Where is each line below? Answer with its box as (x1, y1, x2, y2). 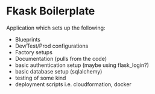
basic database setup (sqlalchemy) (14, 67, 103, 75)
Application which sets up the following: (6, 24, 106, 31)
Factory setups (14, 48, 53, 55)
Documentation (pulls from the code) (14, 55, 107, 62)
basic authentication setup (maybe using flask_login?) (14, 61, 150, 69)
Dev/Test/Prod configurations (14, 42, 89, 49)
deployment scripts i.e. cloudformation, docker (14, 80, 131, 88)
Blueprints (14, 36, 41, 43)
